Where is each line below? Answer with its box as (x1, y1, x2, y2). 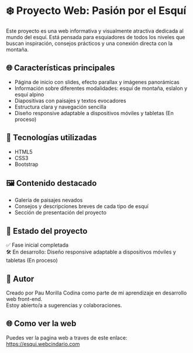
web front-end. (6, 296, 43, 302)
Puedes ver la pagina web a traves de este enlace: (6, 334, 127, 341)
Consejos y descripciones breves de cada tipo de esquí (14, 203, 149, 210)
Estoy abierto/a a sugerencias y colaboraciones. (6, 302, 122, 309)
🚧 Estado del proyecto (6, 226, 88, 236)
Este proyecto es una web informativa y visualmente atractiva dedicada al (6, 27, 184, 34)
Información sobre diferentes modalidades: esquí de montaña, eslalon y (14, 85, 188, 92)
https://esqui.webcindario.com (6, 340, 80, 347)
